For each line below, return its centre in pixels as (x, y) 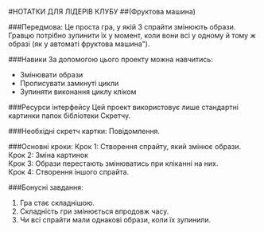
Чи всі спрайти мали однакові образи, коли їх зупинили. (115, 220)
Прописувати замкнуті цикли (69, 83)
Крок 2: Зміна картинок (49, 155)
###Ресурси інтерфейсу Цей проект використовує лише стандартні (123, 107)
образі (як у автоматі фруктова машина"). (79, 44)
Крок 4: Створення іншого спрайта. (69, 172)
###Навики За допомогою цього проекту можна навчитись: (111, 59)
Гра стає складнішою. (57, 203)
